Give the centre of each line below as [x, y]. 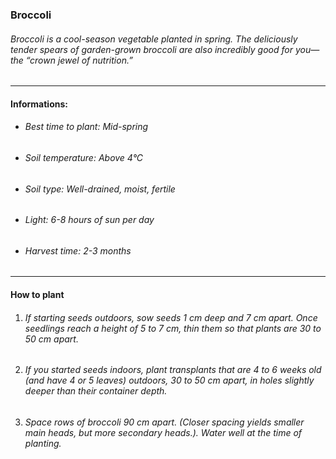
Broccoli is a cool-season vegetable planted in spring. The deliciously [154, 39]
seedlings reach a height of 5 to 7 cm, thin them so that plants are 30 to [173, 328]
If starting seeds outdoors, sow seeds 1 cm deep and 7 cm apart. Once [171, 317]
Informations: [39, 104]
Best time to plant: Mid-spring [86, 127]
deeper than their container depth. [96, 391]
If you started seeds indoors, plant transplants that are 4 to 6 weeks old [173, 370]
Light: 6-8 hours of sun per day [89, 220]
